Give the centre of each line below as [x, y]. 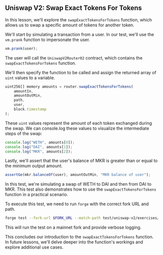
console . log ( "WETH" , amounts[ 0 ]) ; [40, 142]
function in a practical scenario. [37, 195]
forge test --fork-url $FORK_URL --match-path [53, 218]
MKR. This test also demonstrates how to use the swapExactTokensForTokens [81, 189]
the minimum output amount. [34, 166]
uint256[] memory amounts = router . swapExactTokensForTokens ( [69, 87]
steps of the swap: [24, 133]
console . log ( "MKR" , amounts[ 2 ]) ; [39, 151]
